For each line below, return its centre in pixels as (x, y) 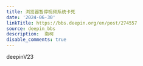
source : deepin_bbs (31, 28)
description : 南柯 (30, 34)
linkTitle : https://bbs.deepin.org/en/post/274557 (72, 23)
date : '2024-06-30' (31, 17)
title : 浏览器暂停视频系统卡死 (41, 12)
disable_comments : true (37, 40)
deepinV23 (20, 57)
